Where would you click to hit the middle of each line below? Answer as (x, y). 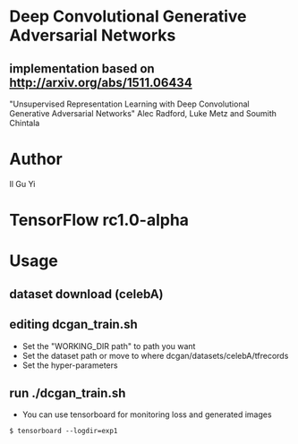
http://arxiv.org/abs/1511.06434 (101, 82)
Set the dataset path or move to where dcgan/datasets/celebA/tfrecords (155, 355)
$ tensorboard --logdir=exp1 (64, 431)
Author (36, 159)
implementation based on (82, 68)
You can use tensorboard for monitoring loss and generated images (147, 414)
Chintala (25, 123)
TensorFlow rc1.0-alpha (99, 220)
